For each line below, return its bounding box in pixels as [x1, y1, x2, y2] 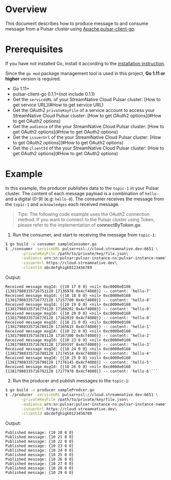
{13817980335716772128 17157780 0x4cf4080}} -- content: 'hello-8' [5, 297, 152, 303]
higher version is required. [5, 75, 61, 82]
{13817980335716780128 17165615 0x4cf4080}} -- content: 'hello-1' [5, 324, 152, 329]
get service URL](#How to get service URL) [12, 102, 104, 108]
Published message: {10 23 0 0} [5, 443, 74, 448]
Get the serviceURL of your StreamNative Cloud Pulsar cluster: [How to [12, 96, 161, 102]
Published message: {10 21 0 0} [5, 435, 74, 440]
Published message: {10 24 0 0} [5, 448, 74, 453]
